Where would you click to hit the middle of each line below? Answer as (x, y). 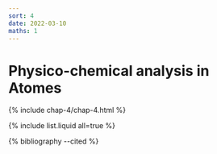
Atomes (35, 87)
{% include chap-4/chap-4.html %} (67, 110)
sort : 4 (21, 16)
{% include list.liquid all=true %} (62, 126)
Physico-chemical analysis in (109, 71)
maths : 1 (23, 31)
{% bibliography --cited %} (54, 141)
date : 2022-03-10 (38, 23)
